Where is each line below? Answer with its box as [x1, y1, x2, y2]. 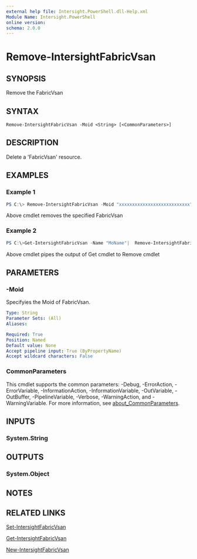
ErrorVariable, [6, 387, 40, 394]
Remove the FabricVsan [6, 89, 63, 96]
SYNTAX [6, 106, 39, 116]
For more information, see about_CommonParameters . [49, 399, 180, 406]
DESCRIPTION [6, 138, 59, 148]
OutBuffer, [6, 393, 31, 400]
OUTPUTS [6, 452, 44, 462]
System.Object [6, 470, 50, 478]
